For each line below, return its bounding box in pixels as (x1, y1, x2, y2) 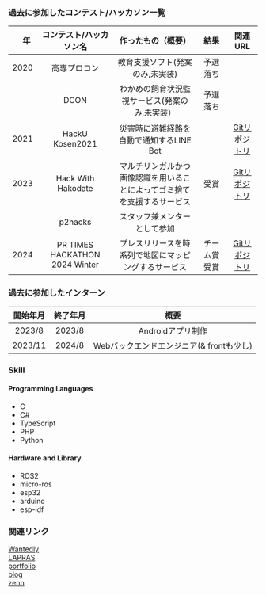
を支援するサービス (119, 196, 192, 208)
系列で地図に (119, 250, 168, 261)
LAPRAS (8, 553, 36, 563)
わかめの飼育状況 (119, 83, 184, 94)
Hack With (55, 173, 95, 184)
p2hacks (59, 216, 92, 227)
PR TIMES (56, 239, 94, 250)
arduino (19, 496, 45, 505)
